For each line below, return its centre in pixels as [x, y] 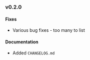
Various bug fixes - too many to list [49, 30]
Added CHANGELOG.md [34, 53]
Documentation [22, 42]
